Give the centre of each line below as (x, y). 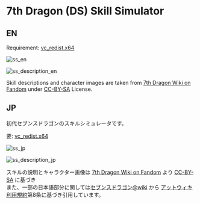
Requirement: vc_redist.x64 (40, 48)
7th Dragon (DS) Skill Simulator (85, 11)
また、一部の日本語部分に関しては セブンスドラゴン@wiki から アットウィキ (99, 187)
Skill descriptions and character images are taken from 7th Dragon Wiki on (98, 83)
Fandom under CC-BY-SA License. (49, 89)
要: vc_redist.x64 (27, 136)
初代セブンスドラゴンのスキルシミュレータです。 (67, 123)
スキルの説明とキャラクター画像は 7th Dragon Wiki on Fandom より (90, 172)
